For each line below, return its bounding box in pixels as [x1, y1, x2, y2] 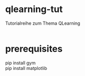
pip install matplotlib [5, 65, 47, 71]
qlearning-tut [5, 4, 63, 15]
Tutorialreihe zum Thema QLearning [5, 20, 80, 26]
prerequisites [5, 43, 63, 55]
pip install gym [5, 59, 36, 66]
